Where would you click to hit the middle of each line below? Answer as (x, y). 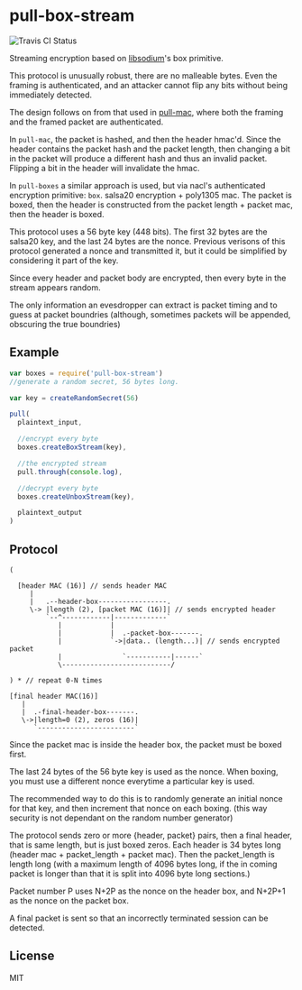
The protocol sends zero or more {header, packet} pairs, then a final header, (151, 835)
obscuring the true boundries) (65, 324)
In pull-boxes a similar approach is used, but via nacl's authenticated (137, 185)
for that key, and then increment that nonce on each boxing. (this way (138, 808)
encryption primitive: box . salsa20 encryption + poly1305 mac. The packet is (151, 195)
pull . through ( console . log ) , (70, 472)
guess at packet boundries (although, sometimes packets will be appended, (150, 314)
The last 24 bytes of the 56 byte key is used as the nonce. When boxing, (144, 771)
